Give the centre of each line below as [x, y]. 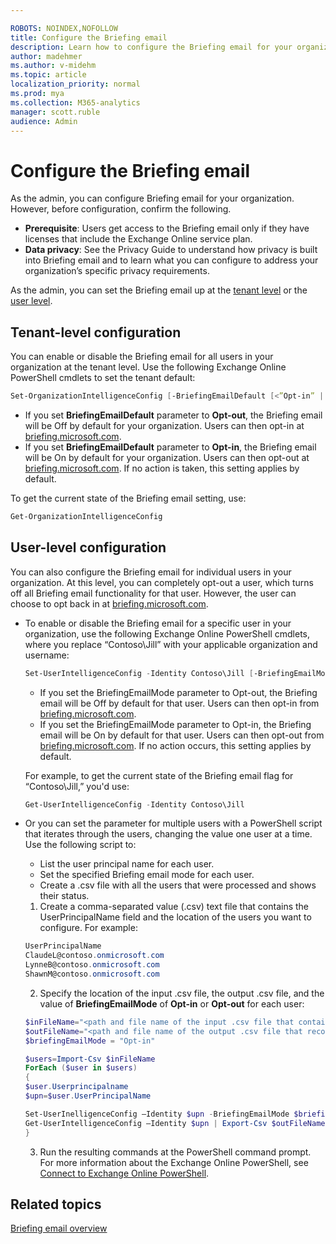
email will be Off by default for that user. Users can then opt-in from [179, 703]
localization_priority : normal [75, 84]
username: [47, 655]
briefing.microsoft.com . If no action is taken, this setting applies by [162, 468]
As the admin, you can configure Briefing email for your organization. [152, 198]
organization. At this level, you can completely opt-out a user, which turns [162, 582]
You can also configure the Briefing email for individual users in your [151, 572]
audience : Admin [44, 121]
